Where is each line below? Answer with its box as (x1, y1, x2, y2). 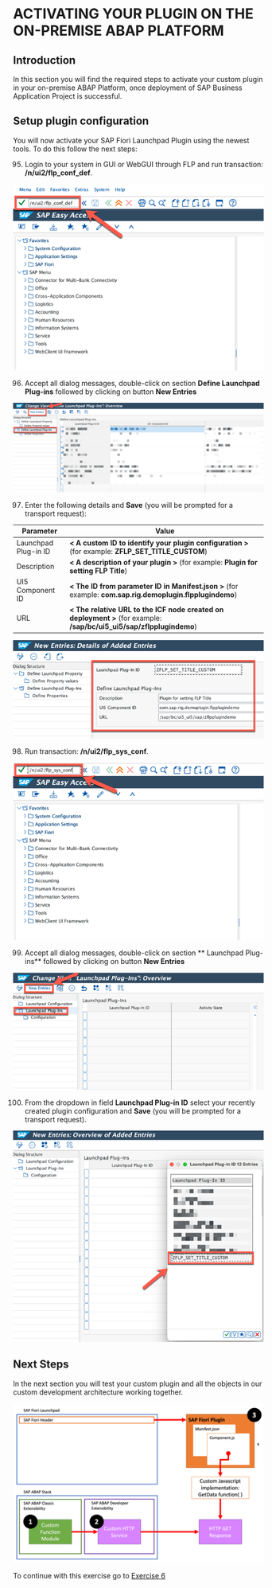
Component (16, 586, 56, 595)
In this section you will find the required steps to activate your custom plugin (13, 75, 263, 84)
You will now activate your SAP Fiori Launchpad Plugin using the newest (13, 135, 250, 145)
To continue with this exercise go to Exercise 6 (13, 1570, 166, 1580)
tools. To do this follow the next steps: (13, 144, 138, 154)
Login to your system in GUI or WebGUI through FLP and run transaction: (24, 159, 263, 169)
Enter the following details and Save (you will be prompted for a (24, 500, 234, 509)
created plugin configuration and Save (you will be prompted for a (24, 1106, 242, 1116)
